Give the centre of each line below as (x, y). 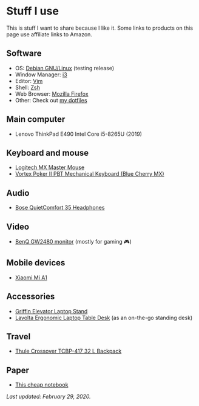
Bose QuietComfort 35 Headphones (60, 208)
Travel (19, 337)
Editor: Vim (29, 81)
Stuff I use (33, 11)
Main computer (36, 119)
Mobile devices (36, 263)
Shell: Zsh (28, 87)
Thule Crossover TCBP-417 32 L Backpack (68, 351)
